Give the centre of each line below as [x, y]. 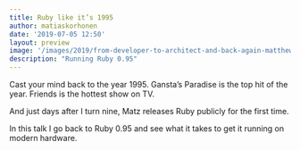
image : [21, 51]
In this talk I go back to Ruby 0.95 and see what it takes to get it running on [146, 129]
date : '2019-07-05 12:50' [57, 34]
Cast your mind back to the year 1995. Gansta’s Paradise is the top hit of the [149, 84]
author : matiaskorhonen [54, 26]
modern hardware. [43, 138]
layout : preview [39, 42]
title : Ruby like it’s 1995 [62, 17]
